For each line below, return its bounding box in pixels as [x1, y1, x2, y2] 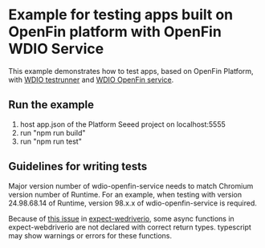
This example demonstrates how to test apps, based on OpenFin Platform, [8, 66, 255, 75]
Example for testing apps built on [8, 6, 234, 24]
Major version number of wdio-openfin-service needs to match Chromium [8, 181, 254, 190]
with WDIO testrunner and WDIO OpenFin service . [8, 75, 174, 84]
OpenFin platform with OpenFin [8, 22, 222, 41]
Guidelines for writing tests [8, 160, 148, 173]
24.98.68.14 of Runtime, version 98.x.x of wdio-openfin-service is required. [8, 198, 257, 208]
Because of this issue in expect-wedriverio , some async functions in [8, 213, 234, 223]
